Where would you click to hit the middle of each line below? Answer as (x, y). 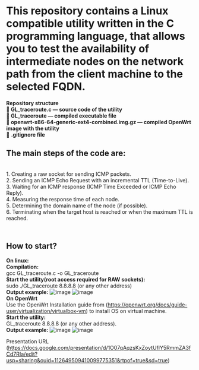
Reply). (15, 193)
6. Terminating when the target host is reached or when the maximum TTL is (99, 211)
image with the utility (33, 128)
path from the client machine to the (94, 74)
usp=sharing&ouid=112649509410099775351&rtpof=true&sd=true (87, 360)
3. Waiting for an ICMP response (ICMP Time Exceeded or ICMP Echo (91, 186)
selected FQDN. (46, 87)
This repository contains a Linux (87, 11)
